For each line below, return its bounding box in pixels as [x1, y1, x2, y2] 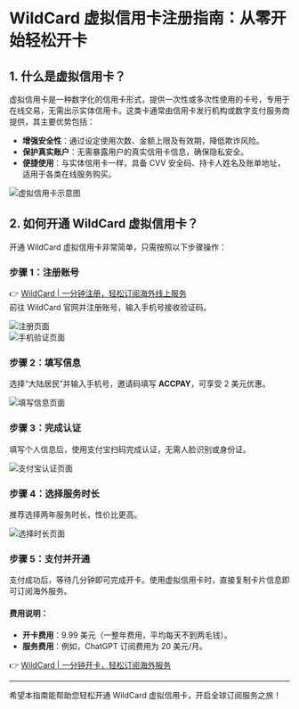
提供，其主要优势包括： [9, 117, 95, 127]
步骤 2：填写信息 [9, 357, 82, 369]
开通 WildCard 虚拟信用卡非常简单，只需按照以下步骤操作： [9, 242, 227, 252]
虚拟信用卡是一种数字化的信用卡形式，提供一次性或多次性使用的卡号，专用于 [9, 95, 290, 104]
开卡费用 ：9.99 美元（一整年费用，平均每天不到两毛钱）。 [21, 630, 233, 640]
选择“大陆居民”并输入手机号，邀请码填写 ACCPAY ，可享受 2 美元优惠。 [9, 378, 271, 389]
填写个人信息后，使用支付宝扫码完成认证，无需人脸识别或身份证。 [9, 443, 251, 455]
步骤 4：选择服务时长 [9, 487, 101, 499]
